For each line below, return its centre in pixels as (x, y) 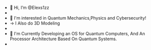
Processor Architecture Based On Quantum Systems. (63, 39)
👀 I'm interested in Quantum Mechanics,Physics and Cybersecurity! (78, 18)
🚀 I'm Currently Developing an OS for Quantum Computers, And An (77, 34)
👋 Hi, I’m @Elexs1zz (29, 8)
